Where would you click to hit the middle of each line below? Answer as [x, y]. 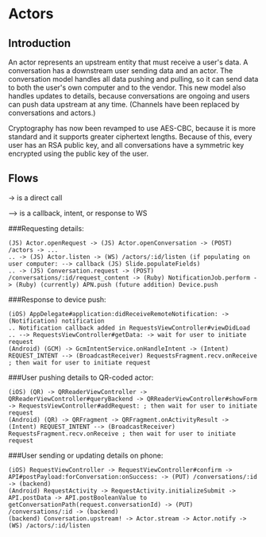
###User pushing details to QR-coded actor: [81, 377]
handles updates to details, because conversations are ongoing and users [129, 96]
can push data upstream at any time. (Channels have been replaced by [124, 104]
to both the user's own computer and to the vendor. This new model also [127, 87]
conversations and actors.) [52, 113]
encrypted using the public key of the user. [79, 153]
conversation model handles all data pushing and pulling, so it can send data [133, 79]
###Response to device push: [57, 299]
